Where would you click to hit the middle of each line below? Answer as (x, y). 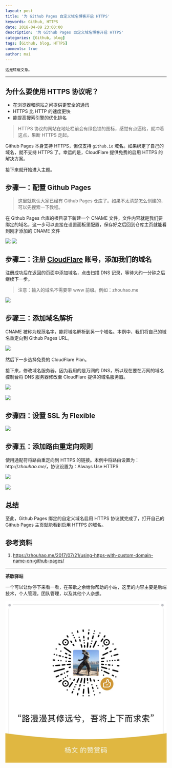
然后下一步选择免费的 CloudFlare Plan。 (47, 359)
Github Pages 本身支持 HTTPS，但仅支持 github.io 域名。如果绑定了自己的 (85, 146)
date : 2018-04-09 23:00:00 (34, 27)
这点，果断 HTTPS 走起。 (45, 135)
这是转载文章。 (19, 70)
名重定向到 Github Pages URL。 (39, 338)
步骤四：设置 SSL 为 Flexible (50, 416)
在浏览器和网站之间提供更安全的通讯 (51, 105)
